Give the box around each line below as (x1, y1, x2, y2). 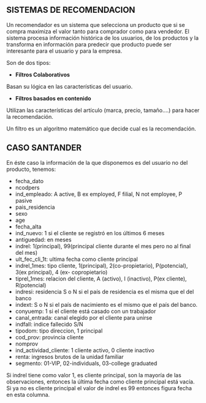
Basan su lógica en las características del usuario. (6, 83, 133, 90)
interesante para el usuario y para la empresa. (6, 47, 123, 55)
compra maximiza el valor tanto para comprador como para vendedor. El (6, 28, 190, 35)
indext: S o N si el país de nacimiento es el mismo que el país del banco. (15, 301, 198, 308)
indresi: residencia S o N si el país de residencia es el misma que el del (15, 288, 194, 295)
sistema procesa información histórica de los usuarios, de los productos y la (6, 34, 199, 42)
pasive (15, 197, 32, 204)
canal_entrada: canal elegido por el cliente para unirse (15, 314, 153, 321)
